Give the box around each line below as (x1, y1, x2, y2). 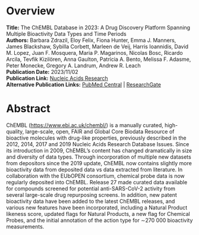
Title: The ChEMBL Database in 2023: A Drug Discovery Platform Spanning (6, 24, 191, 31)
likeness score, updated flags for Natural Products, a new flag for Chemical (6, 210, 190, 217)
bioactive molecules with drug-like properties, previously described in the (6, 134, 187, 141)
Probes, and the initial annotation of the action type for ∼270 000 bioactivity (6, 217, 193, 224)
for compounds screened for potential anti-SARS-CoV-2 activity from (6, 185, 176, 192)
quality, (6, 128, 24, 135)
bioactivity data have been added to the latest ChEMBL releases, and (6, 197, 175, 205)
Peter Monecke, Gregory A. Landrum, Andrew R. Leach (6, 61, 141, 69)
